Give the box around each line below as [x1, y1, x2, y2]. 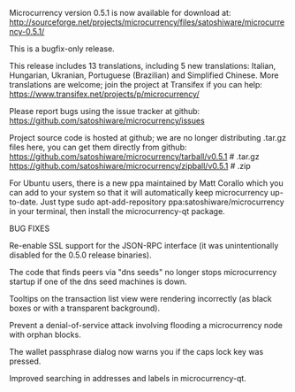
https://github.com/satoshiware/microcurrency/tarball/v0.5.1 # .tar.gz [9, 151, 260, 162]
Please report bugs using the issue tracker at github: [9, 106, 200, 116]
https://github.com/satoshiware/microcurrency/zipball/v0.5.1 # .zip [9, 161, 252, 171]
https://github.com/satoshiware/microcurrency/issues [9, 115, 205, 126]
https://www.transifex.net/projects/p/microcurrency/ [9, 88, 200, 99]
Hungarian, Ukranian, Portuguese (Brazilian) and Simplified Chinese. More [9, 70, 279, 81]
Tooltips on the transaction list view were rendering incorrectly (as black [9, 294, 272, 304]
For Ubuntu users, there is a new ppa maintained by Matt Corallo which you [9, 178, 284, 188]
